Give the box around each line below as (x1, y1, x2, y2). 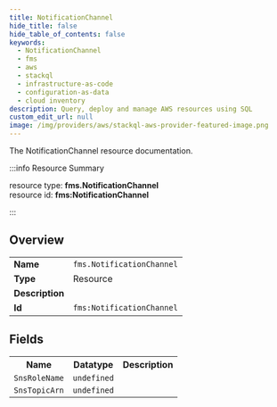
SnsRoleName (13, 372, 65, 383)
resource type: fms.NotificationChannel (9, 180, 159, 190)
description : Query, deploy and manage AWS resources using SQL (9, 104, 253, 113)
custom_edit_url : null (9, 112, 94, 121)
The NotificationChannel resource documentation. (9, 145, 193, 156)
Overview (9, 233, 65, 248)
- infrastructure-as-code (17, 79, 114, 88)
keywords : (9, 37, 46, 47)
